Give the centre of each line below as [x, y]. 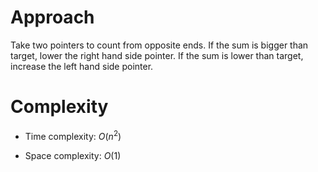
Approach [52, 17]
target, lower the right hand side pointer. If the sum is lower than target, [157, 55]
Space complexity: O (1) [73, 155]
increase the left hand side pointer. [82, 66]
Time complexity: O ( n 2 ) [73, 135]
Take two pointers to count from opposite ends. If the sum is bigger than [159, 45]
